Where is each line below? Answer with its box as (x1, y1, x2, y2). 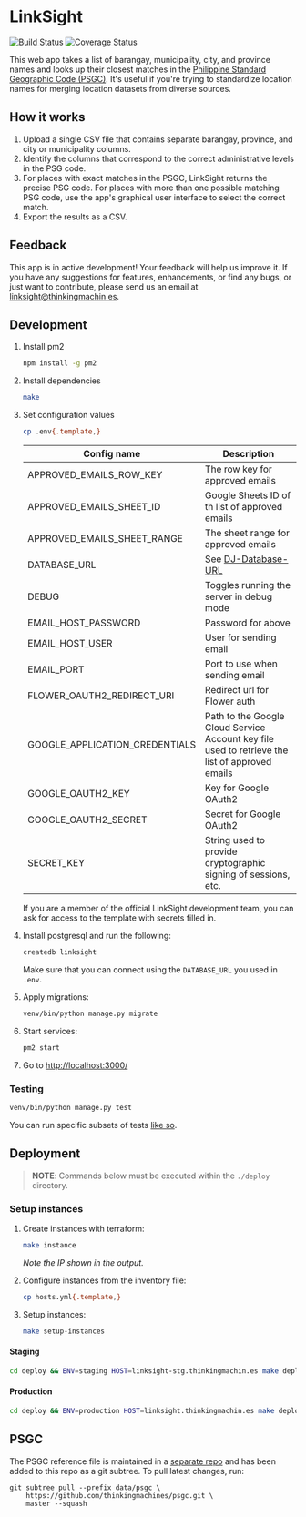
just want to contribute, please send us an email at (9, 280, 199, 292)
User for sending (204, 631, 277, 644)
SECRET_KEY (26, 857, 85, 869)
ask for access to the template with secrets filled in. (22, 912, 217, 923)
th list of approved (204, 501, 283, 513)
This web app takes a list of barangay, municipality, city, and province (9, 54, 271, 65)
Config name (83, 448, 141, 460)
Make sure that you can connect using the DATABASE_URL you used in (22, 963, 278, 975)
